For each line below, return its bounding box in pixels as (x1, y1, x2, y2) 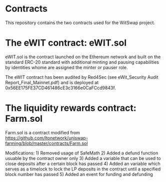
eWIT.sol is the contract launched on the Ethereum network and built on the (5, 54, 161, 60)
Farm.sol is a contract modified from (5, 129, 80, 135)
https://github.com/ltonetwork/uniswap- (5, 135, 88, 141)
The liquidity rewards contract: (5, 102, 136, 114)
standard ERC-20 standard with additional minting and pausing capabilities (5, 59, 159, 65)
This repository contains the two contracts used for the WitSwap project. (5, 20, 155, 26)
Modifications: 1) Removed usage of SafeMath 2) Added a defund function (5, 150, 158, 156)
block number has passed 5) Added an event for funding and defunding (5, 171, 153, 177)
